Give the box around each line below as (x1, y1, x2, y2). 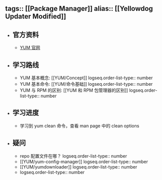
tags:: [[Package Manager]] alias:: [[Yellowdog (5, 4, 153, 13)
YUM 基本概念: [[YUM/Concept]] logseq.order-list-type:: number (19, 75, 153, 81)
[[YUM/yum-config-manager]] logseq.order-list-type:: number (19, 159, 149, 165)
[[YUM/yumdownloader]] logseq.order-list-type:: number (19, 164, 138, 170)
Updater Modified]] (5, 12, 66, 21)
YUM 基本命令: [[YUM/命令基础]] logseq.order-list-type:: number (19, 81, 153, 87)
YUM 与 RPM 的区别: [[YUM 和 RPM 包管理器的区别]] (19, 87, 128, 93)
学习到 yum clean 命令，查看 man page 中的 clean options (19, 123, 140, 129)
